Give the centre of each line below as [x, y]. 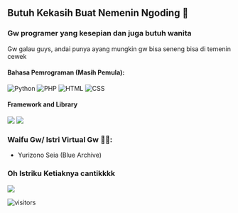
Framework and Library [43, 104]
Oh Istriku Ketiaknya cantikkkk [61, 173]
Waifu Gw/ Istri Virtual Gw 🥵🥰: [60, 140]
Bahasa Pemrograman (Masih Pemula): [66, 72]
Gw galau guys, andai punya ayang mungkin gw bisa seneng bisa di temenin [119, 49]
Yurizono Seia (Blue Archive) [59, 155]
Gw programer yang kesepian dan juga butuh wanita [99, 33]
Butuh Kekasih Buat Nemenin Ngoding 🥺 [98, 13]
